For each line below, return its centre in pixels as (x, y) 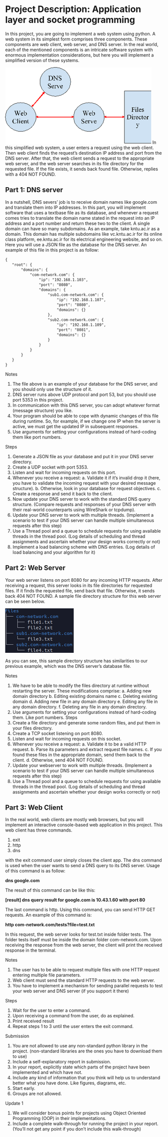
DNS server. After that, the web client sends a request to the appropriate (80, 158)
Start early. (24, 1088)
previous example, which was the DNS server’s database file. (68, 666)
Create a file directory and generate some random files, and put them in (86, 722)
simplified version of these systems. (42, 60)
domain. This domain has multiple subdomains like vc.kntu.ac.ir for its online (84, 234)
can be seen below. (25, 601)
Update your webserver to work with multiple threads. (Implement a (82, 765)
